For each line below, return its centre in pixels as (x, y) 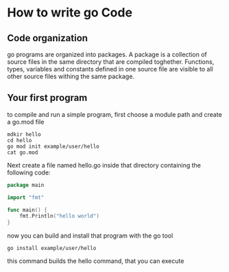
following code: (29, 172)
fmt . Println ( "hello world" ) (59, 216)
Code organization (47, 38)
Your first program (47, 98)
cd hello (20, 140)
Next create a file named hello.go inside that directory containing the (104, 165)
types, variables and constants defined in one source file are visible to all (110, 69)
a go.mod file (26, 122)
